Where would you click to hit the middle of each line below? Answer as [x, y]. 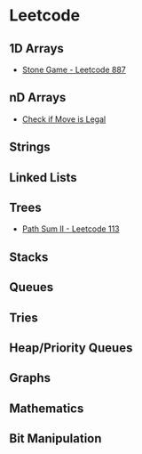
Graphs [30, 378]
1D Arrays [37, 49]
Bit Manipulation [55, 438]
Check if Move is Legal [64, 119]
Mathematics [47, 408]
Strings [30, 147]
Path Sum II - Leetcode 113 [71, 229]
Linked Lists [43, 178]
